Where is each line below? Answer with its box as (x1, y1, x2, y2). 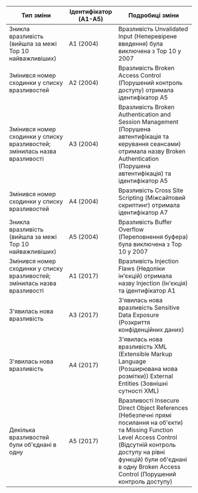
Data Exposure (118, 311, 159, 319)
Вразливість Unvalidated (118, 25, 189, 33)
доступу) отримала (118, 86, 174, 94)
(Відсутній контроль (118, 441, 176, 449)
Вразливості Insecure (118, 396, 180, 405)
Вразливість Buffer (118, 218, 172, 226)
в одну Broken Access (118, 463, 181, 471)
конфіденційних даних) (118, 326, 184, 334)
